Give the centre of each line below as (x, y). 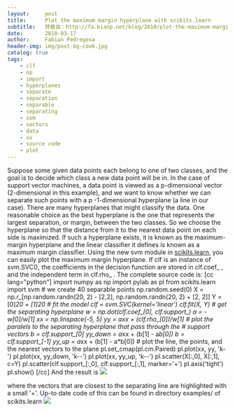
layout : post (33, 14)
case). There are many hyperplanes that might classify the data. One (106, 208)
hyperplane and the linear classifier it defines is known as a (114, 245)
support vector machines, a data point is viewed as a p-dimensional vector (115, 185)
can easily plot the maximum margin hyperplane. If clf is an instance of (109, 259)
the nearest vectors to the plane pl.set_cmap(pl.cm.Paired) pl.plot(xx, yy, (112, 349)
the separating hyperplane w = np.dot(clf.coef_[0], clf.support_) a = (105, 312)
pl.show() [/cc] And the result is (53, 372)
